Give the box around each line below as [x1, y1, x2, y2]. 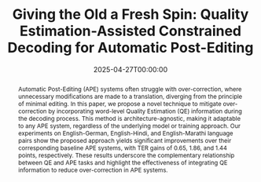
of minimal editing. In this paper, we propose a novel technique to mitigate [17, 100, 222, 107]
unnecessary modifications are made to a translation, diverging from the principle [17, 92, 243, 100]
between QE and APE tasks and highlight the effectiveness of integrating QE [17, 158, 228, 166]
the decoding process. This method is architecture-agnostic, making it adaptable [17, 114, 241, 122]
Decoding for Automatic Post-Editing [7, 39, 254, 56]
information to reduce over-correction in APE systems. [17, 166, 168, 174]
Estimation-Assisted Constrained [19, 22, 242, 40]
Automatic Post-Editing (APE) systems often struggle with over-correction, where [17, 85, 242, 93]
